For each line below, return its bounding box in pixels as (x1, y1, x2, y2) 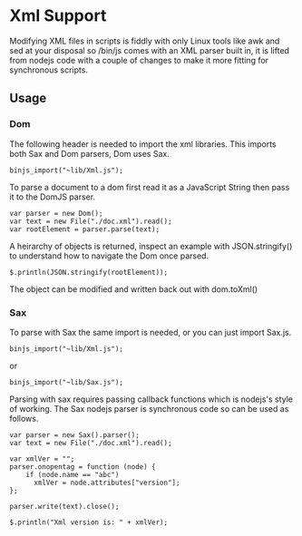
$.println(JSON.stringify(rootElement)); (9, 268, 169, 277)
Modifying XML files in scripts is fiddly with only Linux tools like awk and (9, 35, 280, 46)
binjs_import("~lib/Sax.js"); (9, 377, 124, 386)
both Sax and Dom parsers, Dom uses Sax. (9, 148, 170, 159)
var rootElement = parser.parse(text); (9, 224, 161, 234)
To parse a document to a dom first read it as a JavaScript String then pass (9, 181, 290, 192)
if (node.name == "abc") (25, 470, 120, 479)
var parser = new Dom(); (9, 209, 103, 218)
